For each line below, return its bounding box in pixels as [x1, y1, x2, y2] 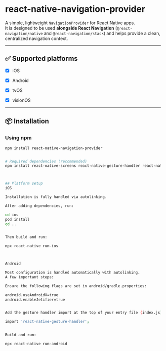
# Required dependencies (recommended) [5, 159, 87, 164]
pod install [5, 217, 30, 222]
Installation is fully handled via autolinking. [5, 195, 107, 199]
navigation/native [5, 31, 43, 36]
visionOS [12, 97, 31, 103]
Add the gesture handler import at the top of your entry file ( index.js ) [5, 310, 163, 315]
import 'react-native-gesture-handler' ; [5, 319, 90, 324]
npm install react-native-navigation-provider [5, 146, 103, 151]
